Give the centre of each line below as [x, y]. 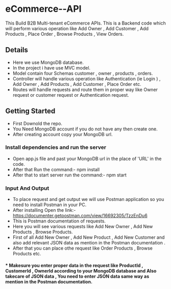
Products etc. [27, 254]
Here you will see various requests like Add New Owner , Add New [83, 227]
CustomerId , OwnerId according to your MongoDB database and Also [81, 271]
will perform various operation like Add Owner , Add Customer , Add [77, 28]
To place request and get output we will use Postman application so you [88, 199]
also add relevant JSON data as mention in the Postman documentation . [89, 243]
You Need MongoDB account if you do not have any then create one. [85, 129]
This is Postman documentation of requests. [59, 221]
